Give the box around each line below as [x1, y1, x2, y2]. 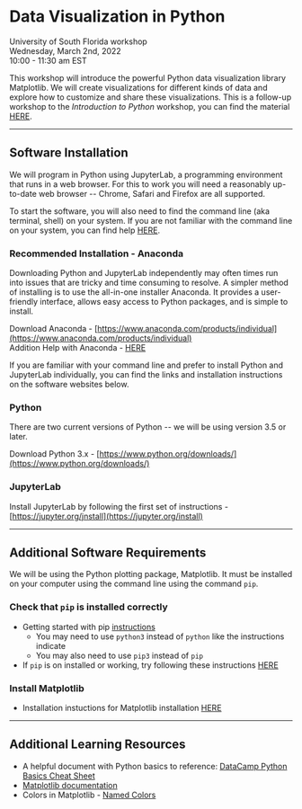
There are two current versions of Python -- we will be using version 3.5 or [9, 422, 287, 432]
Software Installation [9, 146, 129, 161]
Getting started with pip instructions [22, 621, 155, 632]
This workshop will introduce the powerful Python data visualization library [9, 72, 286, 83]
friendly [9, 297, 39, 307]
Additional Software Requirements [9, 546, 207, 561]
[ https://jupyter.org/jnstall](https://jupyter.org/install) [9, 511, 204, 521]
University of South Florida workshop [9, 36, 148, 47]
